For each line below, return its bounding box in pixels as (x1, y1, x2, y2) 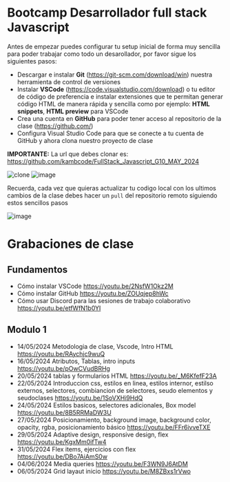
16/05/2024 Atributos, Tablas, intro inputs (17, 357, 136, 365)
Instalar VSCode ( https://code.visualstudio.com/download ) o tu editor (17, 85, 216, 93)
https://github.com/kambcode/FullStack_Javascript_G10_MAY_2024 (7, 157, 200, 165)
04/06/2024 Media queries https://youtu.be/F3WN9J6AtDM (17, 459, 188, 467)
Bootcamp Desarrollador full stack (7, 5, 207, 21)
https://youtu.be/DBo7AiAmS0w (17, 452, 108, 461)
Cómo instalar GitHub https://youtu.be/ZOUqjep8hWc (17, 289, 169, 298)
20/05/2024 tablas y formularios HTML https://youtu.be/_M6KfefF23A (17, 372, 217, 380)
